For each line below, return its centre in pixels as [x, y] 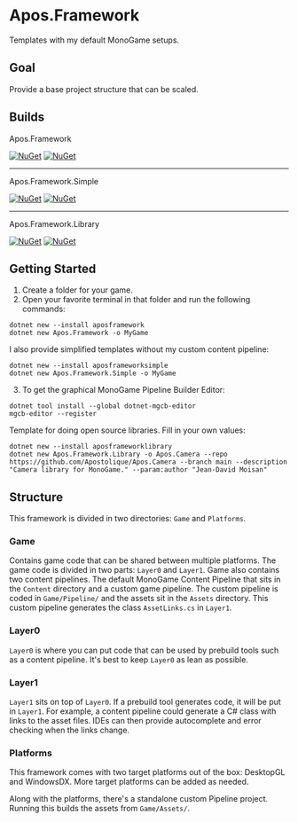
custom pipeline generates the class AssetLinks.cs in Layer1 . [121, 607]
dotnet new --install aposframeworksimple [89, 366]
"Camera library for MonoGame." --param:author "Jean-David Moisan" [138, 470]
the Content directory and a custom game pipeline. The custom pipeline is [144, 589]
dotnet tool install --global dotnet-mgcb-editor [103, 406]
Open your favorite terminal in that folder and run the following [136, 300]
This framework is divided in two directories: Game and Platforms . [128, 519]
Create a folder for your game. [77, 290]
